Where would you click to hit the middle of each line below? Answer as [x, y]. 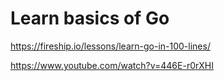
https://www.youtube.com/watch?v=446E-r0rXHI [112, 65]
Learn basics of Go [90, 18]
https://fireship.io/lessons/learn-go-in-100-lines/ [110, 46]
